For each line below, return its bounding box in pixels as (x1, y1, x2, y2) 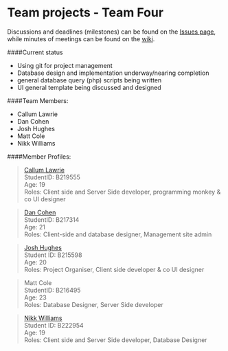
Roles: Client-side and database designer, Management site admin (23, 230, 212, 238)
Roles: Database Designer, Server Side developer (23, 300, 163, 308)
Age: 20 (23, 258, 47, 266)
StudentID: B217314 (23, 215, 80, 224)
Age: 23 (23, 293, 47, 302)
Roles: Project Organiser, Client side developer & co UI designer (23, 265, 205, 273)
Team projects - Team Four (7, 5, 163, 21)
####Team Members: (7, 96, 69, 104)
